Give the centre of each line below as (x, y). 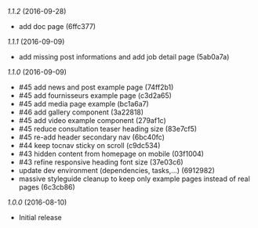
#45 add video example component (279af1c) (92, 120)
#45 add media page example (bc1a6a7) (84, 104)
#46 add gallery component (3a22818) (81, 112)
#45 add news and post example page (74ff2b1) (96, 87)
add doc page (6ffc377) (57, 26)
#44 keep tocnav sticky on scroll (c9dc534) (89, 145)
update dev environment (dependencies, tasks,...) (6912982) (116, 170)
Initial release (40, 217)
